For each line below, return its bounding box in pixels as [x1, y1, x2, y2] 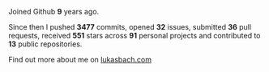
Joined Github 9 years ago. [8, 7, 100, 16]
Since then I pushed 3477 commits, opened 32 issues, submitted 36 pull [8, 22, 252, 31]
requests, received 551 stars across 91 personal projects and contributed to [8, 31, 261, 40]
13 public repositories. [8, 39, 83, 49]
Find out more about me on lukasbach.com [8, 55, 152, 64]
